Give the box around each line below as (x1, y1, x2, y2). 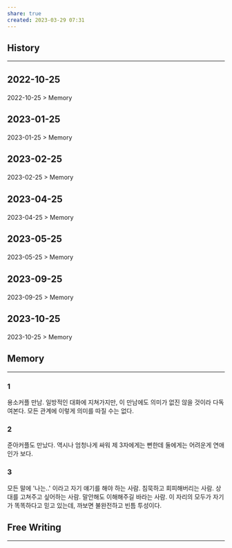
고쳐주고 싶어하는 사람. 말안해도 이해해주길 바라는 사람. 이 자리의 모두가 (19, 492, 212, 501)
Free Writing (7, 522, 62, 533)
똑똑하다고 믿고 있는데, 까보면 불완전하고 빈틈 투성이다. (14, 501, 162, 509)
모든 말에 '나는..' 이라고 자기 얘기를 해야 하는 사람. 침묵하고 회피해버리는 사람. (7, 484, 214, 492)
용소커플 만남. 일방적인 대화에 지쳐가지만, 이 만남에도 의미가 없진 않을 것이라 (7, 398, 212, 406)
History (7, 42, 40, 54)
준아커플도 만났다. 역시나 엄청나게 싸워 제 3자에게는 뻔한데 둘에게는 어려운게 (7, 441, 212, 449)
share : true (7, 10, 41, 17)
